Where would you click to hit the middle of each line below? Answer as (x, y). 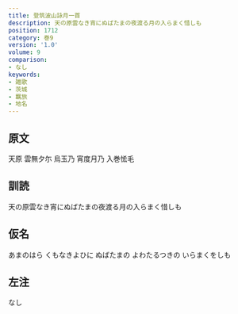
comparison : (28, 60)
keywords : (25, 75)
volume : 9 (25, 52)
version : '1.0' (33, 45)
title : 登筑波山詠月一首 (44, 15)
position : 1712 (33, 30)
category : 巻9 (31, 38)
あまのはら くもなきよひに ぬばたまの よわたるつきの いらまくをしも (120, 255)
